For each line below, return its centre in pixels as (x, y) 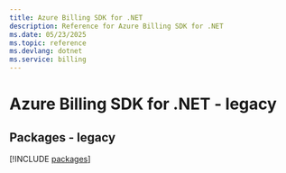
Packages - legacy (62, 137)
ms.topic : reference (48, 43)
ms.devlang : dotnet (46, 51)
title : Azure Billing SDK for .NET (76, 18)
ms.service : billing (48, 59)
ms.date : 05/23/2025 (48, 34)
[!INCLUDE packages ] (50, 159)
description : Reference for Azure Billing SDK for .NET (116, 26)
